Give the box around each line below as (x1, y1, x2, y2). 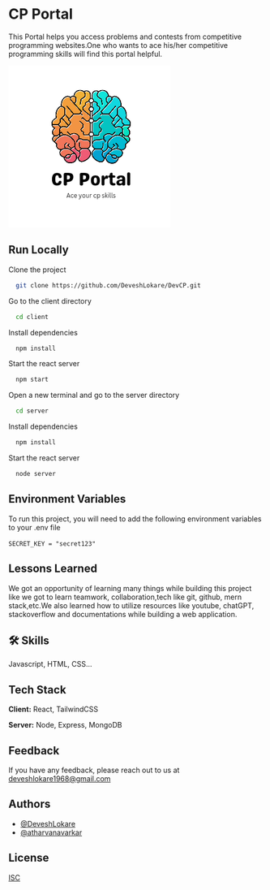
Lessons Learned (8, 562, 97, 576)
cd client (15, 313, 49, 321)
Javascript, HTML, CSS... (8, 659, 92, 669)
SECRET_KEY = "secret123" (8, 539, 96, 548)
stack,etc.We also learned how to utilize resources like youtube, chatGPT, (8, 600, 255, 610)
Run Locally (8, 243, 69, 257)
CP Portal (8, 5, 73, 24)
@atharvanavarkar (19, 827, 83, 837)
